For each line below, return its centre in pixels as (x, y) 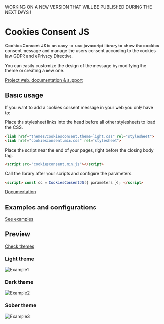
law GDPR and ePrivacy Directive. (39, 56)
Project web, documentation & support (44, 80)
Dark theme (19, 282)
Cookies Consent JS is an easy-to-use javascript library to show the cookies (82, 46)
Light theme (20, 259)
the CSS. (14, 127)
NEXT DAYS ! (18, 12)
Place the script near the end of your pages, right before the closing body (79, 150)
